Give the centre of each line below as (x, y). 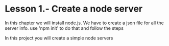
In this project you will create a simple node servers (59, 38)
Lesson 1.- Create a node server (74, 9)
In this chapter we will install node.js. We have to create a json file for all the (84, 23)
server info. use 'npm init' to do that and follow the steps (64, 28)
